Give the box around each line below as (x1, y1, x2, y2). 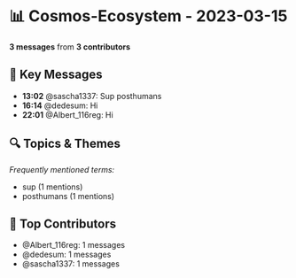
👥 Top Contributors (9, 216, 117, 231)
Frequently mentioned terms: (9, 164, 115, 174)
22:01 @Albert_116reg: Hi (21, 109, 113, 120)
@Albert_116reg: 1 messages (21, 240, 126, 251)
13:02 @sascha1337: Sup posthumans (21, 90, 162, 101)
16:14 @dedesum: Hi (21, 100, 98, 111)
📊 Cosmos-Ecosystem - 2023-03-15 (9, 6, 288, 27)
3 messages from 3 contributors (9, 41, 131, 52)
